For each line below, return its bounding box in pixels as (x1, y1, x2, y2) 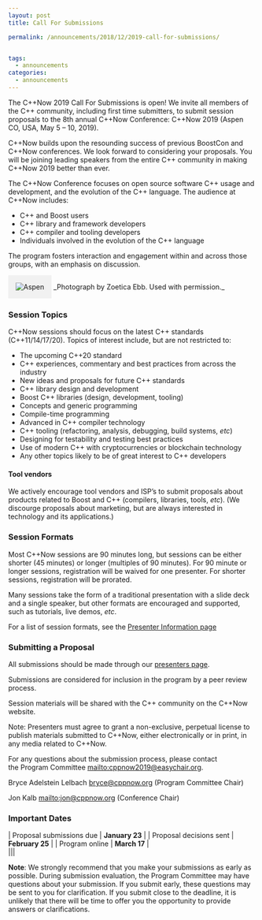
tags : (8, 54, 26, 62)
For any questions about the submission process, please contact (8, 754, 218, 763)
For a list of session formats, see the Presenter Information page (8, 622, 217, 631)
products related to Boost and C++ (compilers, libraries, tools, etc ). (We (8, 495, 240, 505)
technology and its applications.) (8, 512, 114, 521)
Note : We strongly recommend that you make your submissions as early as (8, 862, 252, 872)
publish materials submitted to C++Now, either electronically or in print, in (8, 730, 247, 739)
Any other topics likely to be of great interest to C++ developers (19, 451, 227, 461)
